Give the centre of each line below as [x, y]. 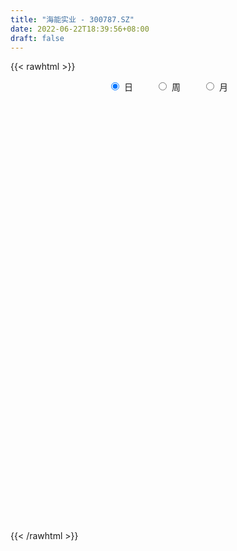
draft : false [37, 38]
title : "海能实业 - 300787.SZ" [72, 19]
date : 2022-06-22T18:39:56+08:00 [80, 29]
